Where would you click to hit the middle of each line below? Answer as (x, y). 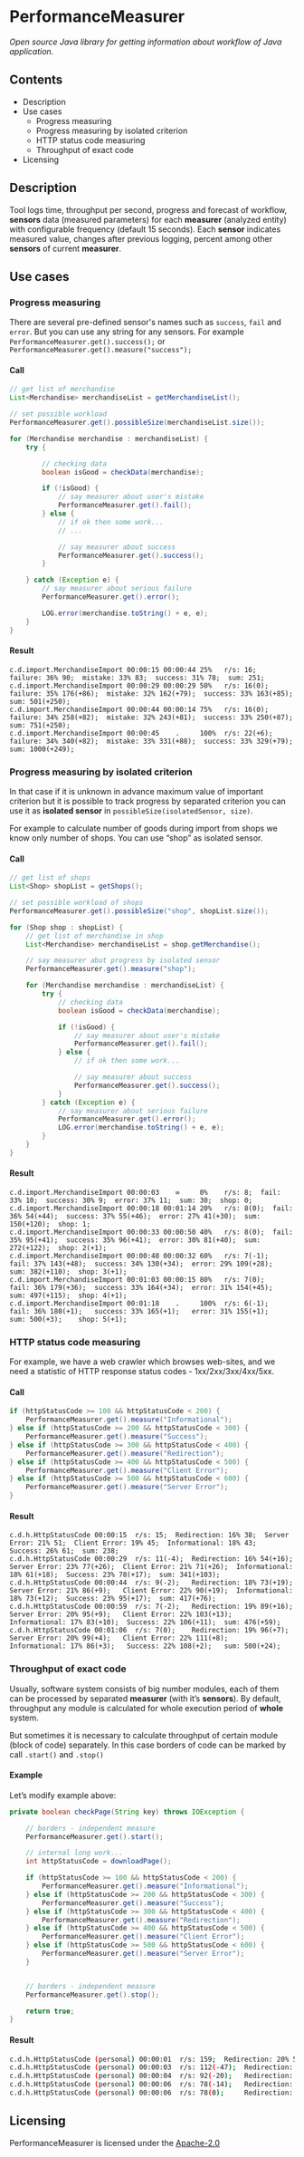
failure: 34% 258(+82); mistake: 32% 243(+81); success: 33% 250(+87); (152, 717)
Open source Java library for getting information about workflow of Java (146, 42)
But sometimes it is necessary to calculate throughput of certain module (144, 1735)
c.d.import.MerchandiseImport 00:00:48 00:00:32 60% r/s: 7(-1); (139, 1256)
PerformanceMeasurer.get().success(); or (87, 342)
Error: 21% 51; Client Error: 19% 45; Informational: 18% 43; (133, 1543)
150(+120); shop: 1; (50, 1224)
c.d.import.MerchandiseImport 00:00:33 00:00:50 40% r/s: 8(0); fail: (152, 1232)
